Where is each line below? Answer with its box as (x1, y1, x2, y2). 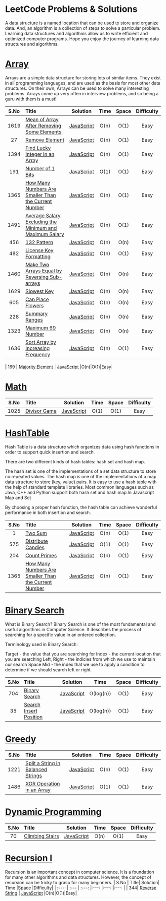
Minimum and (25, 224, 57, 231)
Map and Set (5, 495, 31, 501)
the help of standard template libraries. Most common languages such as (5, 484, 154, 490)
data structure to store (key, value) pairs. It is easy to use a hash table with (5, 479, 157, 485)
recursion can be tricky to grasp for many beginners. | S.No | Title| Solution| (5, 879, 160, 885)
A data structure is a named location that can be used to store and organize (5, 20, 159, 26)
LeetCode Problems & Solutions (5, 3, 138, 15)
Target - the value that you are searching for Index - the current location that (5, 651, 161, 657)
